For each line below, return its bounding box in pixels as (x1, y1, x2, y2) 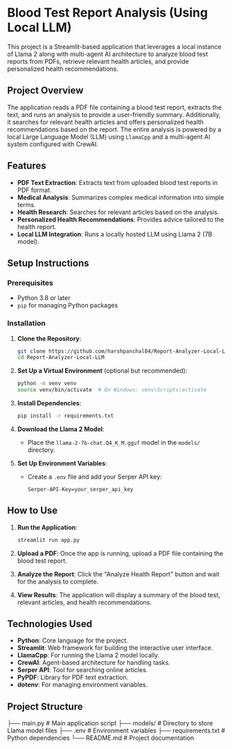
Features (7, 160, 46, 172)
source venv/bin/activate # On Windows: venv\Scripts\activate (17, 387, 207, 394)
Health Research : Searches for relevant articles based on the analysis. (17, 208, 220, 216)
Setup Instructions (7, 257, 89, 269)
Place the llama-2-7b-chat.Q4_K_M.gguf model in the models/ (27, 438, 201, 446)
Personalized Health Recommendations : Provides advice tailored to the (17, 215, 224, 223)
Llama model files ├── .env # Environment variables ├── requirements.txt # (7, 726, 226, 735)
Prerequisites (7, 278, 53, 288)
